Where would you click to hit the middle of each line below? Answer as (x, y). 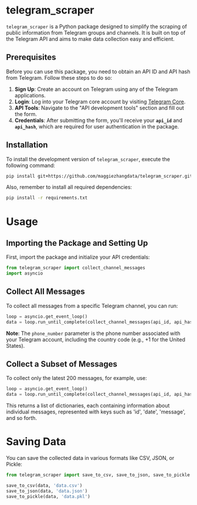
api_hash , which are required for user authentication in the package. (97, 126)
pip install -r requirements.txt (47, 198)
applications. (30, 95)
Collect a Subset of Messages (62, 364)
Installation (27, 145)
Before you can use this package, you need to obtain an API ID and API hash (98, 72)
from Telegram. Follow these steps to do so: (59, 77)
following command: (31, 165)
